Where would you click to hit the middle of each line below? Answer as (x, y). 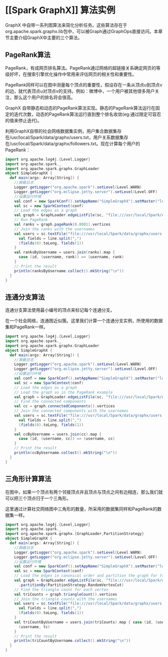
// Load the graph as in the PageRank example (63, 392)
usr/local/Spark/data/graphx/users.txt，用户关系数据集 (67, 137)
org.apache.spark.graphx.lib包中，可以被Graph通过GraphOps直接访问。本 (82, 31)
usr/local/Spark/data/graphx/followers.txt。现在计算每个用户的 (76, 144)
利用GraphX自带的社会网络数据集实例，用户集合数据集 (61, 131)
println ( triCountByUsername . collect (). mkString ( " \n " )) (72, 641)
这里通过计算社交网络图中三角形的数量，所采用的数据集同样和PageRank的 (81, 509)
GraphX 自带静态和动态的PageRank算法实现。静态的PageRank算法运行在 (80, 108)
